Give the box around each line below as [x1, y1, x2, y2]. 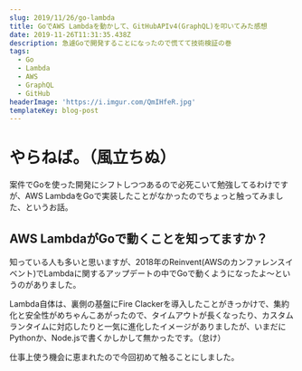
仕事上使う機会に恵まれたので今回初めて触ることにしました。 [9, 352, 240, 362]
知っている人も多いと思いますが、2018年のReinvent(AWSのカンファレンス [9, 257, 286, 267]
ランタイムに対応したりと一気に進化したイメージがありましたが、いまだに [9, 321, 287, 331]
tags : [9, 47, 30, 56]
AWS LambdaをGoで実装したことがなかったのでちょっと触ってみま [24, 191, 276, 202]
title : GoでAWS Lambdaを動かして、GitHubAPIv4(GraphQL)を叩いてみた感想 [9, 22, 269, 31]
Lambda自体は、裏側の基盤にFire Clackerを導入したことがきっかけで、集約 [9, 299, 289, 309]
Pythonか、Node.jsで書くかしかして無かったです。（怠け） [9, 332, 226, 343]
